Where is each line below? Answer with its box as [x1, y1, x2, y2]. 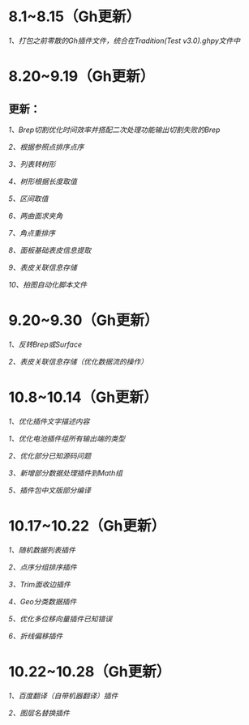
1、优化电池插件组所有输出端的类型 [8, 433, 126, 443]
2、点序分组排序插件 [8, 562, 77, 572]
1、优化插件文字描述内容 [8, 416, 90, 426]
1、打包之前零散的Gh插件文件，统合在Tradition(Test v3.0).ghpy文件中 [8, 36, 241, 45]
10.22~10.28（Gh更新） [8, 662, 171, 680]
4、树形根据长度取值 [8, 176, 78, 186]
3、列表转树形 [8, 159, 56, 168]
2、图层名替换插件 [8, 708, 71, 718]
